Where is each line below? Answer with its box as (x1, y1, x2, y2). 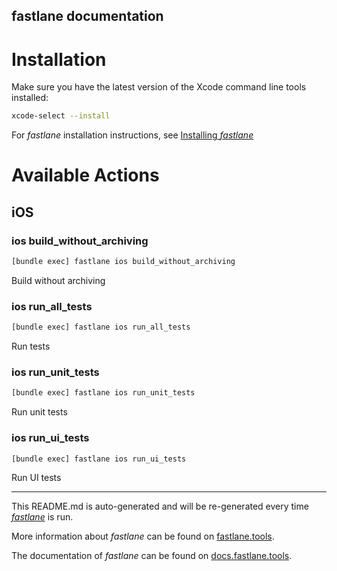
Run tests (11, 340, 51, 353)
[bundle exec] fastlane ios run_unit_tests (11, 388, 196, 398)
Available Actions (11, 164, 160, 187)
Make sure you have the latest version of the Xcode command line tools (11, 81, 307, 93)
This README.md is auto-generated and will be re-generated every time (11, 500, 309, 513)
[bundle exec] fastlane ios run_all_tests (11, 322, 191, 333)
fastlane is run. (11, 511, 74, 523)
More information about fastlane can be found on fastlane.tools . (11, 530, 275, 543)
